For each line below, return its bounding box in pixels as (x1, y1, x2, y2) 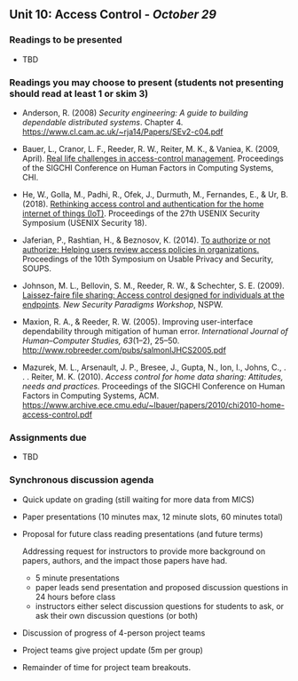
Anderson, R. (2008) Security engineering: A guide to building (21, 107, 248, 118)
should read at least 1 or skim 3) (9, 87, 149, 100)
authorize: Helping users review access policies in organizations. (21, 244, 260, 254)
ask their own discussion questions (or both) (35, 610, 199, 621)
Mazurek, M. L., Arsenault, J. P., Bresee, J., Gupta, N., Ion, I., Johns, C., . (21, 362, 286, 373)
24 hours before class (35, 591, 116, 602)
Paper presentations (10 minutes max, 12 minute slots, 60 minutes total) (21, 511, 284, 522)
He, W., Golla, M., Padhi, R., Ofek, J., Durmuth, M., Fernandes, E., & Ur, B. (21, 188, 288, 199)
